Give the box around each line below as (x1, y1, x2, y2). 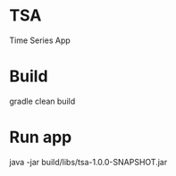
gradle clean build (9, 96, 76, 106)
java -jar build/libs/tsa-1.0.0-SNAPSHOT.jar (9, 156, 168, 167)
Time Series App (9, 35, 71, 46)
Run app (9, 127, 72, 147)
